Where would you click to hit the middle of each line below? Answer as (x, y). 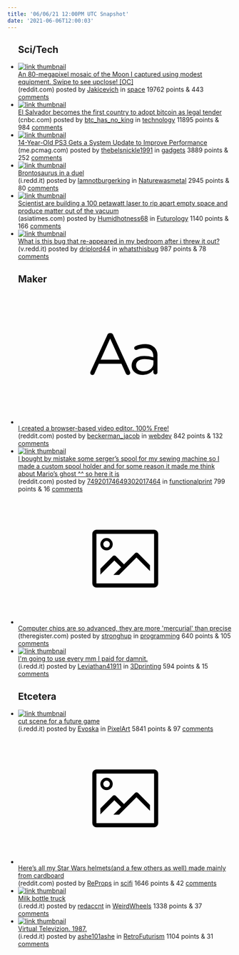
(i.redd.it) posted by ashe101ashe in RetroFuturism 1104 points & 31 (116, 936)
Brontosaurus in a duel (51, 173)
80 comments (38, 188)
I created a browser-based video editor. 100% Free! (93, 428)
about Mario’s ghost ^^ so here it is (68, 474)
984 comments (40, 127)
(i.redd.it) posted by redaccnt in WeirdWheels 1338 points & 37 (110, 906)
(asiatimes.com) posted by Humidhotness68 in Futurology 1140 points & (123, 219)
